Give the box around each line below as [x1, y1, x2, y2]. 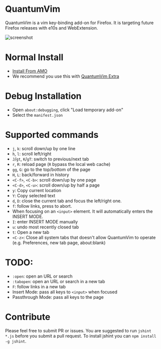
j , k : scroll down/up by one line [12, 145, 75, 151]
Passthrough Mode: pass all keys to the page [12, 294, 104, 300]
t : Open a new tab [12, 229, 50, 235]
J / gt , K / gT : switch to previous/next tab [12, 156, 90, 162]
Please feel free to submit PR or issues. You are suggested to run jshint [5, 327, 152, 333]
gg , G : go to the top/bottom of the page [12, 166, 91, 172]
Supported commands [5, 129, 98, 140]
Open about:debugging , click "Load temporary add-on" [12, 107, 124, 113]
